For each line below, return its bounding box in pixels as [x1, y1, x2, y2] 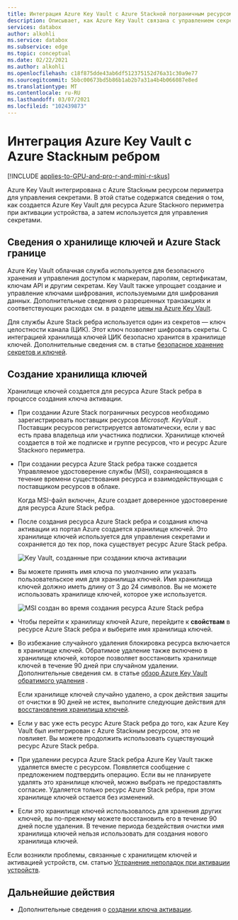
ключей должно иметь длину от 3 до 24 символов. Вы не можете [17, 582, 217, 591]
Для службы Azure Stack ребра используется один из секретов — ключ [7, 317, 226, 326]
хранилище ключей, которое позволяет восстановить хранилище [17, 654, 217, 663]
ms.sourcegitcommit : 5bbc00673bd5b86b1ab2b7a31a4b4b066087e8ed [7, 76, 198, 84]
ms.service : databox [7, 37, 69, 44]
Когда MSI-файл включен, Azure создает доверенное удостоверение [17, 496, 228, 504]
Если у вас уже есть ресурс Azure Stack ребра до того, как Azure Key [17, 719, 229, 728]
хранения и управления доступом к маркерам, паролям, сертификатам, [7, 274, 228, 282]
